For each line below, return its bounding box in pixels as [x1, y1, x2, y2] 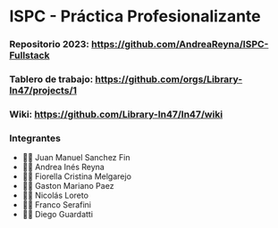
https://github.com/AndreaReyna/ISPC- [90, 38, 269, 51]
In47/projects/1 [9, 85, 78, 97]
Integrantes [9, 132, 61, 144]
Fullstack [9, 49, 50, 61]
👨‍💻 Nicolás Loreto [21, 190, 89, 201]
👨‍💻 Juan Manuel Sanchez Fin [21, 152, 131, 163]
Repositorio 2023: [9, 38, 89, 51]
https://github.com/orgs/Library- [95, 73, 243, 85]
